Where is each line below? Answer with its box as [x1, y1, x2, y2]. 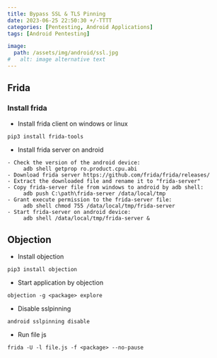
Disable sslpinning [17, 304, 71, 313]
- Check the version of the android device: [7, 159, 141, 166]
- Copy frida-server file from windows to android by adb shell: [7, 184, 204, 191]
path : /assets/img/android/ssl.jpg [13, 49, 119, 56]
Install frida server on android [17, 145, 104, 154]
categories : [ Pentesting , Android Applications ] [7, 23, 153, 30]
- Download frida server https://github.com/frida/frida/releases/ [7, 171, 211, 179]
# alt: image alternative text [7, 56, 106, 64]
